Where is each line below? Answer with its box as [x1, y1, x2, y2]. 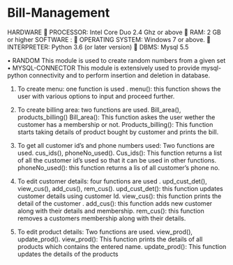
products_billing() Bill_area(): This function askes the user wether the [17, 113, 216, 121]
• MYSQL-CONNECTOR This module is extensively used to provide [7, 63, 200, 72]
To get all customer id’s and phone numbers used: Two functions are [17, 141, 215, 149]
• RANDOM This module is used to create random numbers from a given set [7, 56, 226, 64]
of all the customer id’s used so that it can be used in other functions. [17, 156, 217, 165]
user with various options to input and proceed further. [17, 92, 175, 100]
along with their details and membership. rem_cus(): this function [17, 206, 204, 215]
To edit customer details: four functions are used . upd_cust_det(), [17, 176, 207, 185]
